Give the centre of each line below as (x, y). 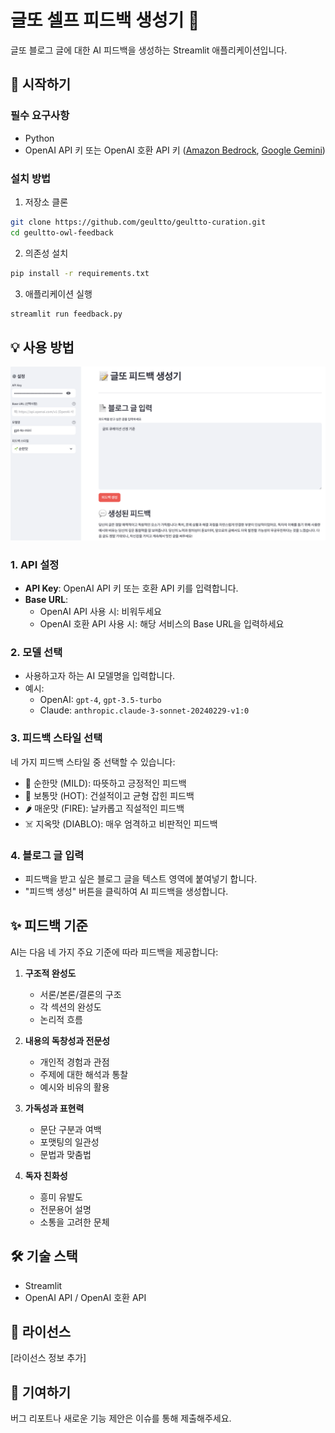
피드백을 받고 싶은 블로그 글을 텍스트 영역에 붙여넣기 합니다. (141, 879)
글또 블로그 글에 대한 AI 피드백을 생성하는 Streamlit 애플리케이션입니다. (149, 50)
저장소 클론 (46, 202)
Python (39, 138)
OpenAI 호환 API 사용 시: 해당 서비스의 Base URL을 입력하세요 (162, 624)
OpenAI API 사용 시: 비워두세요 (100, 612)
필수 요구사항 (40, 116)
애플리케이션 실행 (58, 293)
